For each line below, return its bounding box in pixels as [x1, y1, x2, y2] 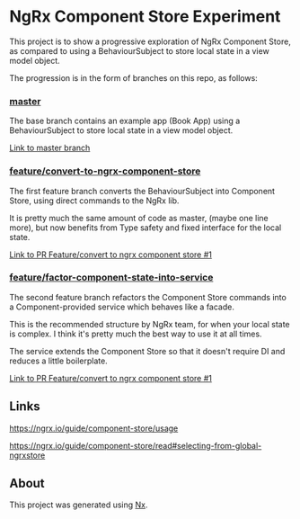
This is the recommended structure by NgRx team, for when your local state [9, 318, 290, 329]
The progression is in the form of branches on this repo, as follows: [9, 72, 258, 83]
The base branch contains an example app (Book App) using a [9, 115, 241, 127]
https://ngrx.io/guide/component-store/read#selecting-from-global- [9, 440, 262, 451]
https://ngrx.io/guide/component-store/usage [9, 423, 179, 434]
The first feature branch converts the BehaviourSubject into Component [9, 185, 276, 196]
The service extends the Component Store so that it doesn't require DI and [9, 345, 286, 356]
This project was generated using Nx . [9, 499, 148, 510]
